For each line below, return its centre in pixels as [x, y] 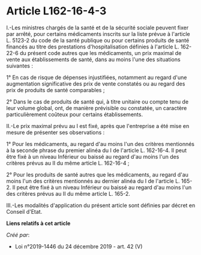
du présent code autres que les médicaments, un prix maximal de [101, 53]
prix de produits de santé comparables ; [55, 90]
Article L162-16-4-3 [56, 11]
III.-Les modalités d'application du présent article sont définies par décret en [101, 205]
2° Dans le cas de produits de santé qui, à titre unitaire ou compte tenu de [97, 101]
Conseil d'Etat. [24, 211]
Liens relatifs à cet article [38, 223]
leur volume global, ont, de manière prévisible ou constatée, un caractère [97, 108]
